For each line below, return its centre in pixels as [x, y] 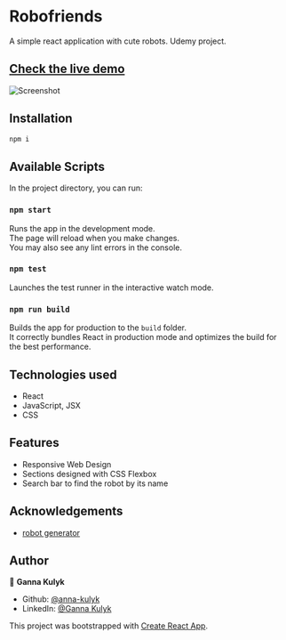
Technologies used [63, 374]
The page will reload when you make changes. [95, 238]
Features [34, 443]
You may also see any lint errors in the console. [95, 247]
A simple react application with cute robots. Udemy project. [118, 41]
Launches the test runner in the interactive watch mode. [112, 288]
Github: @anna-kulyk [61, 599]
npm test [28, 269]
